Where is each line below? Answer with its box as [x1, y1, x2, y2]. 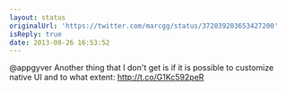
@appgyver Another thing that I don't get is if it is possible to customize [9, 62, 274, 73]
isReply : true [9, 29, 63, 38]
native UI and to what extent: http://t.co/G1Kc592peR [9, 72, 204, 83]
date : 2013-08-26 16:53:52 [9, 37, 110, 47]
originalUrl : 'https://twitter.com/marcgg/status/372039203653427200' [9, 21, 279, 30]
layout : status [9, 12, 66, 22]
